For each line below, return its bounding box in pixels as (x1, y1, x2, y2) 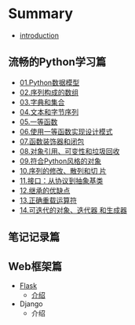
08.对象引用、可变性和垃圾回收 (19, 146, 120, 155)
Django (19, 299, 43, 309)
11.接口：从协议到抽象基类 (19, 176, 104, 185)
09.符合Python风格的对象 (19, 156, 102, 166)
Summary (8, 5, 73, 23)
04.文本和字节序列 (19, 107, 79, 116)
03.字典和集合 (19, 97, 65, 107)
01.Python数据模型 (19, 78, 80, 87)
